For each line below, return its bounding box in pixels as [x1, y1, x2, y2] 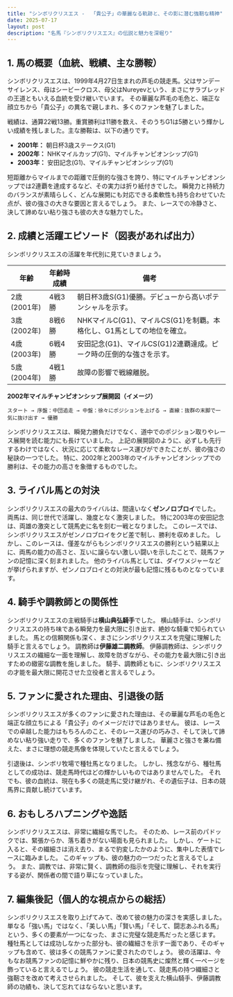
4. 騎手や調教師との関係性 [7, 596, 119, 608]
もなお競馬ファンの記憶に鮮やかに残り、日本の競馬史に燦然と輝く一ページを [7, 956, 226, 964]
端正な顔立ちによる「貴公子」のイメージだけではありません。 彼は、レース [7, 718, 221, 727]
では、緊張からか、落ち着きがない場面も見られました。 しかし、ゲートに [12, 837, 222, 845]
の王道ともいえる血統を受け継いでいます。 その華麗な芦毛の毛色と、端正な [7, 94, 221, 103]
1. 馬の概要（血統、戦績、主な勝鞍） [7, 57, 162, 69]
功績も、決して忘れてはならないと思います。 [19, 982, 146, 991]
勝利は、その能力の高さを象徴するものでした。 [7, 462, 141, 470]
